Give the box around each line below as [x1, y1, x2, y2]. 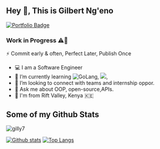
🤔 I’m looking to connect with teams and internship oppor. [14, 80, 155, 87]
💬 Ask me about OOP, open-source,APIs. [14, 86, 114, 93]
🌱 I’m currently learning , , [14, 73, 108, 80]
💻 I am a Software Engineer [14, 64, 83, 71]
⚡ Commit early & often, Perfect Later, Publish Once [6, 50, 131, 57]
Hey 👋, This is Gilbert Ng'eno [6, 6, 114, 16]
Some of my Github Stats [6, 110, 99, 120]
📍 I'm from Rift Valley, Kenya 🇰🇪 [14, 92, 94, 99]
